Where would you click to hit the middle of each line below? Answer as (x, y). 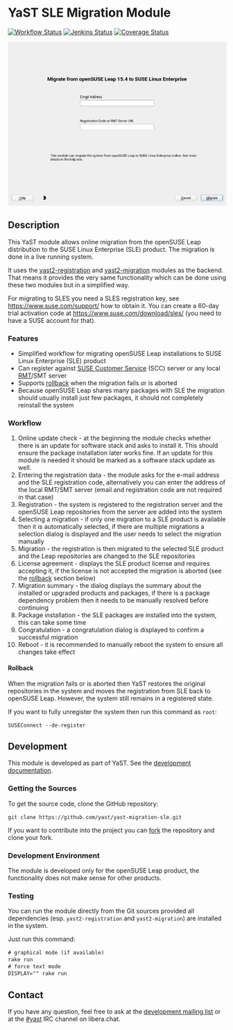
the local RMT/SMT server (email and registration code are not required (120, 490)
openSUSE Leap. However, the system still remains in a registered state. (111, 698)
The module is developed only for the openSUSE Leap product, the (104, 870)
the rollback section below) (57, 578)
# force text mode (34, 967)
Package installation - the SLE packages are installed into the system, (117, 615)
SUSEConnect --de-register (47, 725)
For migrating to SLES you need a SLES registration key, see (94, 298)
